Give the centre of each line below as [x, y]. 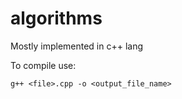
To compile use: [43, 65]
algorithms [56, 18]
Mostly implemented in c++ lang [77, 46]
